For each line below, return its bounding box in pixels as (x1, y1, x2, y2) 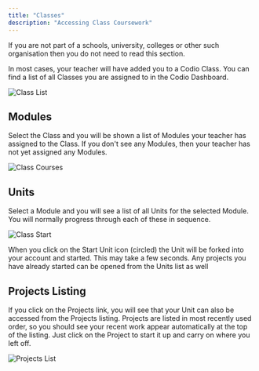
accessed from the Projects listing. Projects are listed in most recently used (8, 313, 252, 322)
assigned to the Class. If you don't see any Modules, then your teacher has (8, 139, 251, 149)
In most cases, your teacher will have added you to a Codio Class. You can (8, 64, 250, 73)
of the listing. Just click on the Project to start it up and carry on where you (8, 330, 250, 340)
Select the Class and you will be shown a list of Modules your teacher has (8, 131, 246, 140)
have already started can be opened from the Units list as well (8, 262, 209, 271)
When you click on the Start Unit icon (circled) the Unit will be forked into (8, 245, 245, 255)
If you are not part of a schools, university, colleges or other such (8, 40, 220, 49)
